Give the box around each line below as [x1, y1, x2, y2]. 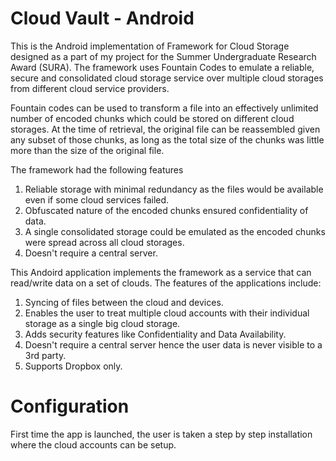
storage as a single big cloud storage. [24, 317, 181, 329]
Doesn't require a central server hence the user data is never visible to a [24, 338, 323, 351]
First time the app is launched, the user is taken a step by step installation [10, 428, 313, 440]
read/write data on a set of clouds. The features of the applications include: [10, 277, 322, 289]
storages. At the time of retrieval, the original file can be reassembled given [10, 123, 321, 135]
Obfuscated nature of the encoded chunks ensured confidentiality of [24, 204, 309, 216]
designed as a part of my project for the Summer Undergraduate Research [10, 50, 317, 62]
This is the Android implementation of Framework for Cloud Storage [10, 40, 290, 52]
